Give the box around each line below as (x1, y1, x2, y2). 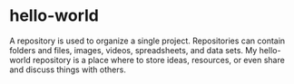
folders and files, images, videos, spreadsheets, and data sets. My (9, 44, 258, 55)
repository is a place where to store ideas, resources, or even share (32, 54, 286, 65)
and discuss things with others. (9, 64, 127, 75)
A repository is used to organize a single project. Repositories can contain (9, 35, 286, 46)
